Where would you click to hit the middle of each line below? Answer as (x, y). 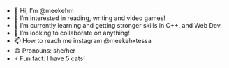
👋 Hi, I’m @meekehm (44, 11)
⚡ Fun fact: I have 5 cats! (49, 58)
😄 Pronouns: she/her (44, 51)
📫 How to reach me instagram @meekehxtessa (82, 41)
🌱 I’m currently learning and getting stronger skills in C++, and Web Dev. (118, 25)
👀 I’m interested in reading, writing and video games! (90, 18)
